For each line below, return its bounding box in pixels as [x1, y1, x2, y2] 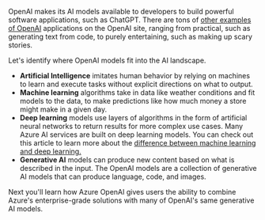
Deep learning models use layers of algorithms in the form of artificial [19, 113, 248, 122]
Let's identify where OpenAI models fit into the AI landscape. [8, 55, 206, 65]
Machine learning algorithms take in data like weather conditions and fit [19, 88, 256, 97]
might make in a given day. [19, 104, 108, 114]
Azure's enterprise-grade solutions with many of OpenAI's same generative [8, 195, 255, 205]
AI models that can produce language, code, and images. [19, 172, 207, 181]
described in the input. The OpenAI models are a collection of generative [19, 164, 257, 173]
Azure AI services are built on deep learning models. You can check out [19, 130, 254, 139]
